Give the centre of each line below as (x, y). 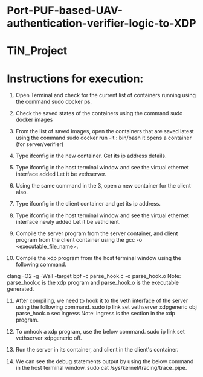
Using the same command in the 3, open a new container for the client (103, 186)
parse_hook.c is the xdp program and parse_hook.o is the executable (93, 283)
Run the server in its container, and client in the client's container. (97, 350)
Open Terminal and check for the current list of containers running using (105, 95)
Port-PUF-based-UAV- (65, 11)
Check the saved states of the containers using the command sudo (99, 113)
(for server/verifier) (40, 144)
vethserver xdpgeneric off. (49, 338)
